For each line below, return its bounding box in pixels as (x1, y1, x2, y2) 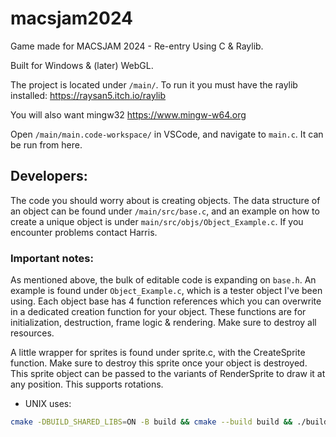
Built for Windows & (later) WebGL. (10, 59, 154, 71)
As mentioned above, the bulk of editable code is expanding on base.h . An (10, 274, 317, 286)
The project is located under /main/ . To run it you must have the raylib (10, 78, 298, 91)
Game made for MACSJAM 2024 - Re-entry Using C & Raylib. (10, 40, 264, 52)
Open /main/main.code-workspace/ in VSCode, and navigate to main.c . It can (10, 128, 324, 140)
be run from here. (10, 138, 83, 151)
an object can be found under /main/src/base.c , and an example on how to (10, 205, 320, 217)
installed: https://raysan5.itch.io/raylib (10, 89, 167, 101)
